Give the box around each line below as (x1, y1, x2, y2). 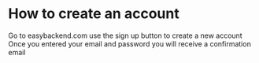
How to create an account (8, 5, 179, 23)
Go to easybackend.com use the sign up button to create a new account (8, 31, 242, 40)
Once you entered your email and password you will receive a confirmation (8, 39, 252, 48)
